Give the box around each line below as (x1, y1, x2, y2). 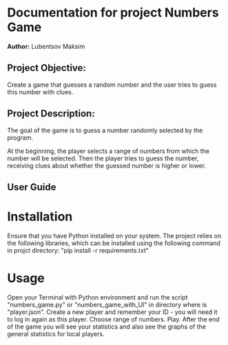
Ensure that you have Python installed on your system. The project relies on (7, 231, 222, 240)
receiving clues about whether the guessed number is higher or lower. (7, 161, 207, 169)
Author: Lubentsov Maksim (7, 42, 85, 50)
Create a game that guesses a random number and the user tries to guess (7, 81, 217, 89)
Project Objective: (7, 62, 86, 74)
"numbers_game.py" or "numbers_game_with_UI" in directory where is (7, 300, 207, 309)
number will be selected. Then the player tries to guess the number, (7, 154, 199, 163)
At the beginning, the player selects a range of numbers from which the (7, 147, 210, 155)
